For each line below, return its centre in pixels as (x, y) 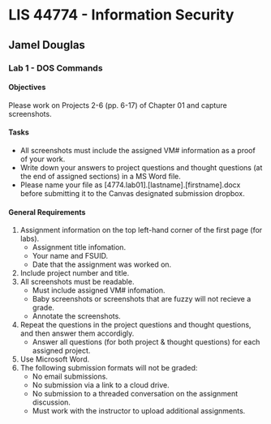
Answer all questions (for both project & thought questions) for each (146, 342)
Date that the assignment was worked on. (102, 264)
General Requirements (47, 212)
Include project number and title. (75, 273)
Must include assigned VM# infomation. (99, 290)
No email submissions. (70, 377)
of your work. (43, 159)
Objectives (27, 88)
